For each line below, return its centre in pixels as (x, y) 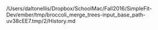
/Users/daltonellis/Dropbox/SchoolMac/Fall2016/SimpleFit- (79, 9)
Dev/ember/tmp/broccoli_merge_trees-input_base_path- (76, 15)
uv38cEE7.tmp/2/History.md (41, 21)
